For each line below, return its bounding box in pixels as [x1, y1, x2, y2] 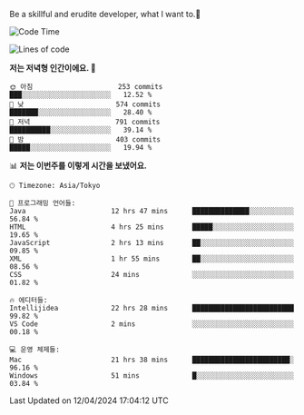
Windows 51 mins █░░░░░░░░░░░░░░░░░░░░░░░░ [9, 371, 295, 380]
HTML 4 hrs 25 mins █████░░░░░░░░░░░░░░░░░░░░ [9, 222, 295, 232]
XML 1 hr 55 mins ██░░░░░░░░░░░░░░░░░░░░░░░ [9, 254, 295, 263]
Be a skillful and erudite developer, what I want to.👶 [9, 9, 201, 19]
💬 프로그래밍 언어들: [9, 199, 76, 208]
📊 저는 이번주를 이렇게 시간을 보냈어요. [9, 160, 148, 171]
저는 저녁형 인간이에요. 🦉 [9, 63, 97, 73]
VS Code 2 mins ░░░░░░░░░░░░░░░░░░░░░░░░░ [9, 320, 295, 329]
